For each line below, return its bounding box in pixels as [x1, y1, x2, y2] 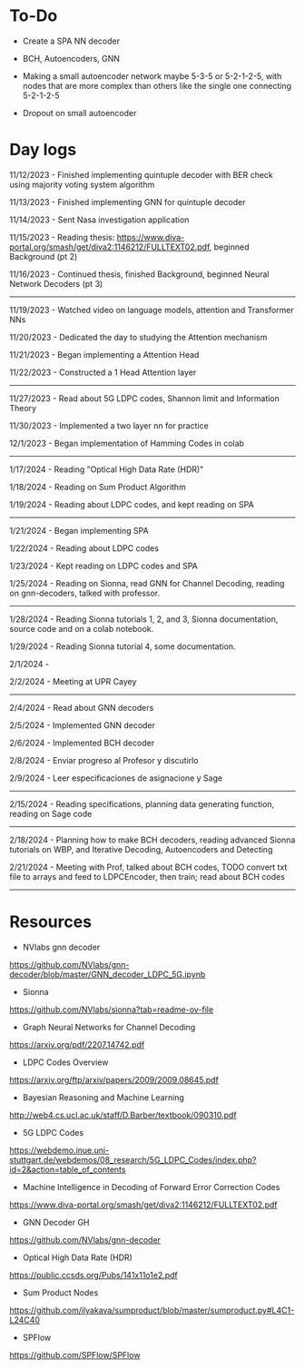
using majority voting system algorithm [9, 179, 155, 190]
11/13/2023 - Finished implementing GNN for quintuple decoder [9, 196, 247, 207]
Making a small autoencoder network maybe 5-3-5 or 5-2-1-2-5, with [22, 70, 282, 82]
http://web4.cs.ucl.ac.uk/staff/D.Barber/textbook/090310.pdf [9, 1109, 238, 1120]
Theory [9, 402, 37, 413]
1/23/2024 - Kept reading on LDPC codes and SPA [9, 560, 198, 571]
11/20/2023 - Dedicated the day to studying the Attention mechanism [9, 331, 268, 342]
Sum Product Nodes [22, 1286, 99, 1298]
